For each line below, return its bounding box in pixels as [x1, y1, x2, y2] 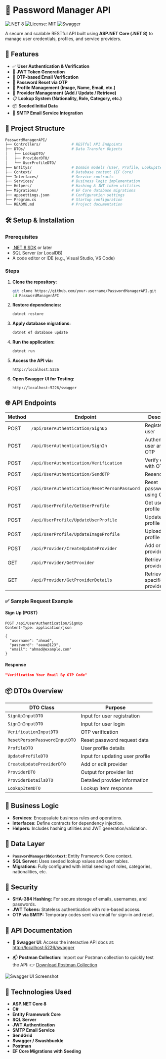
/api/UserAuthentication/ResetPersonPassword [31, 485, 140, 491]
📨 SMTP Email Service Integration [12, 110, 83, 116]
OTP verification [81, 728, 119, 735]
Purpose [105, 704, 126, 711]
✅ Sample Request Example [5, 598, 73, 605]
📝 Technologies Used [5, 988, 72, 996]
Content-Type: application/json [5, 625, 72, 630]
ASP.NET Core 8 [12, 1001, 47, 1007]
